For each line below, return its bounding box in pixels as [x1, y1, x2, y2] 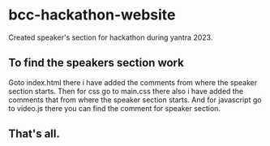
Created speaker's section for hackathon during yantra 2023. [8, 32, 213, 42]
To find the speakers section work [8, 56, 184, 70]
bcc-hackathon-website [8, 6, 176, 24]
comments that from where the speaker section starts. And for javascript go [8, 95, 262, 105]
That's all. [8, 127, 61, 141]
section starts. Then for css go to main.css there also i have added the [8, 86, 244, 96]
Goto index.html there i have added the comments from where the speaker [8, 77, 258, 87]
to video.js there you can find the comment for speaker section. [8, 103, 221, 113]
